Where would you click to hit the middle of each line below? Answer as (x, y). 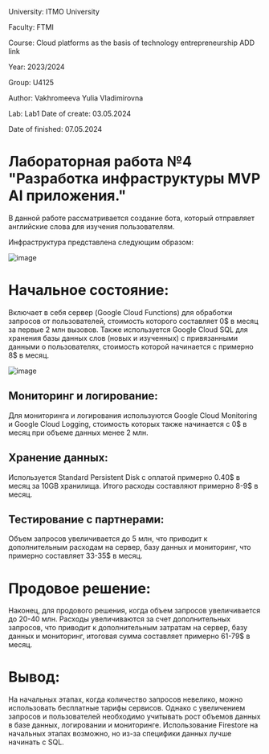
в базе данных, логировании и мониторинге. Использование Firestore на (133, 725)
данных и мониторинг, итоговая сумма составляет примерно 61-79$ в (129, 636)
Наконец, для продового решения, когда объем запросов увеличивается (134, 611)
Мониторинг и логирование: (83, 396)
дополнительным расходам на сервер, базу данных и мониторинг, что (130, 547)
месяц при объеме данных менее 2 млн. (78, 432)
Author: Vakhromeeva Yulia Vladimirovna (76, 98)
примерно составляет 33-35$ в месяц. (75, 556)
